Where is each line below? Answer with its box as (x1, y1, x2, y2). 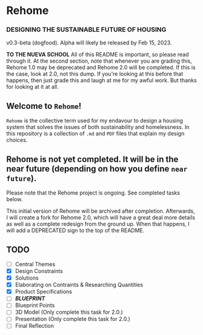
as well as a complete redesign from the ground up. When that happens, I (6, 220, 190, 228)
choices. (6, 136, 28, 143)
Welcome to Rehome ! (6, 101, 82, 111)
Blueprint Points (15, 302, 55, 309)
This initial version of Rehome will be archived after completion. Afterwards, (6, 207, 195, 215)
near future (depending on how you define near (6, 164, 188, 174)
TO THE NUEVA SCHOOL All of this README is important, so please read (6, 51, 189, 58)
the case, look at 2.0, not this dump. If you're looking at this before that (6, 71, 184, 78)
